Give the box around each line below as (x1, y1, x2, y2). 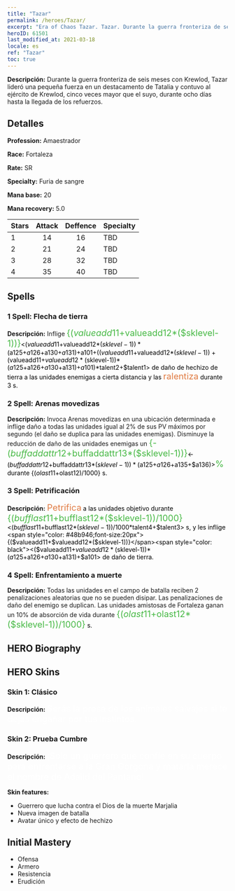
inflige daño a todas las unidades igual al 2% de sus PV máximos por (7, 422, 206, 431)
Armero (17, 862, 40, 871)
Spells (7, 290, 35, 302)
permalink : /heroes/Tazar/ (7, 17, 86, 24)
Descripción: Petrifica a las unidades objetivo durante (7, 502, 173, 513)
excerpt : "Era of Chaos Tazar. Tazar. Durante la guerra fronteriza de (7, 23, 220, 30)
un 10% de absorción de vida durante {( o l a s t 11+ (7, 609, 157, 620)
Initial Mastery (7, 836, 71, 848)
